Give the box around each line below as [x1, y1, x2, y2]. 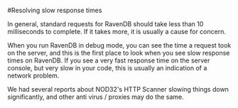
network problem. [7, 71, 60, 80]
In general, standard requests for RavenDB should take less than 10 [7, 20, 204, 28]
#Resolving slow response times [7, 6, 102, 14]
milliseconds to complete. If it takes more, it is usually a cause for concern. [7, 28, 226, 36]
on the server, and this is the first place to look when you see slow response [7, 49, 230, 57]
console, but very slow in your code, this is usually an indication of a [7, 64, 207, 72]
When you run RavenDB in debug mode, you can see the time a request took [7, 41, 232, 49]
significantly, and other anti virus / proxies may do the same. [7, 92, 185, 101]
